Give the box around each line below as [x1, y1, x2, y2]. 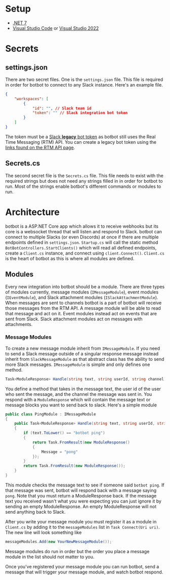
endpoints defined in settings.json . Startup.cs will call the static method [5, 239, 158, 245]
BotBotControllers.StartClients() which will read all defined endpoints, [5, 244, 157, 251]
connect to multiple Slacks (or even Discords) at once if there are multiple [5, 234, 159, 240]
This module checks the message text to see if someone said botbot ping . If [5, 482, 164, 488]
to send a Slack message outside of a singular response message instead [5, 350, 159, 357]
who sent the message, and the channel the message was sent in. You [5, 391, 152, 397]
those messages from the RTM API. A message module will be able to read [5, 305, 161, 311]
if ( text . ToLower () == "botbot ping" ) [23, 431, 105, 436]
